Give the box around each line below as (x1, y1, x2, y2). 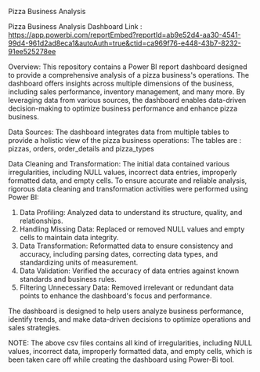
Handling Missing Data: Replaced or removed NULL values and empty (19, 224, 245, 234)
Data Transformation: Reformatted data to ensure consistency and (19, 241, 233, 250)
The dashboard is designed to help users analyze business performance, (8, 306, 244, 315)
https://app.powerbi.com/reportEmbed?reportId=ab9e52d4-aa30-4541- (8, 31, 241, 39)
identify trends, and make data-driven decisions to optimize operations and (8, 315, 251, 324)
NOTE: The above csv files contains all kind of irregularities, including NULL (8, 338, 253, 348)
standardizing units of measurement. (19, 258, 139, 267)
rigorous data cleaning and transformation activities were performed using (8, 184, 248, 193)
